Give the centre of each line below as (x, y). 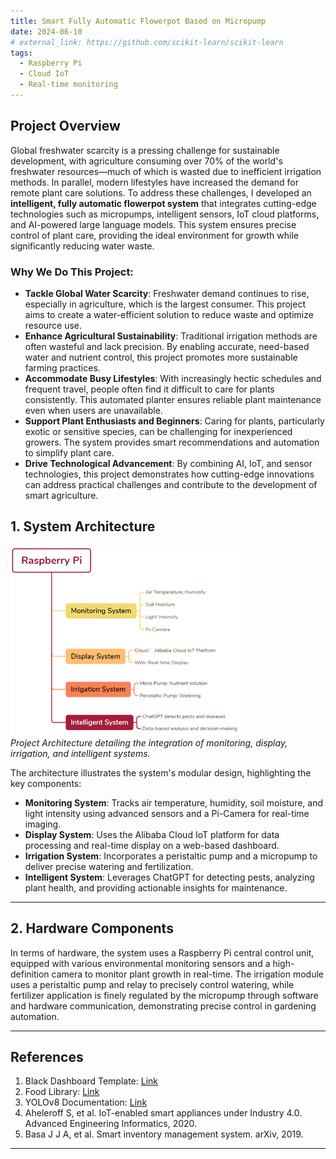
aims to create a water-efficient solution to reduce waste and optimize (169, 314)
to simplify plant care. (69, 452)
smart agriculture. (61, 495)
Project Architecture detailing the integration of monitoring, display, (149, 742)
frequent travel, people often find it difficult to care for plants (149, 389)
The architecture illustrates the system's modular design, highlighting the (161, 772)
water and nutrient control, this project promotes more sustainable (161, 357)
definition (30, 974)
